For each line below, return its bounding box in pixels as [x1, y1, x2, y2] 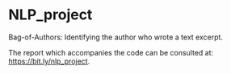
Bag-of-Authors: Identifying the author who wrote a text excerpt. [8, 32, 224, 42]
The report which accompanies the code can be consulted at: [8, 47, 214, 57]
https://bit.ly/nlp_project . [8, 56, 90, 66]
